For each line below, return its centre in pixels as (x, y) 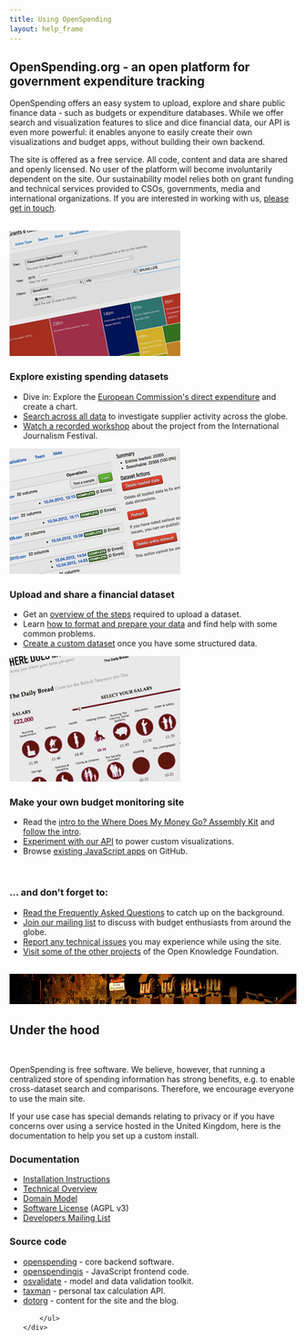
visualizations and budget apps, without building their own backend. (138, 142)
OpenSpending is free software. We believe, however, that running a (138, 1069)
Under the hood (55, 1030)
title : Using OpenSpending (61, 19)
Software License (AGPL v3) (76, 1209)
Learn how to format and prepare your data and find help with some (150, 623)
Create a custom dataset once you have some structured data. (140, 643)
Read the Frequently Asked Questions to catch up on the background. (153, 912)
